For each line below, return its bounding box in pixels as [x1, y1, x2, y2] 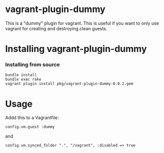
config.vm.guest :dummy [5, 124, 55, 129]
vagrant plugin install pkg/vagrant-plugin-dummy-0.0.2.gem [5, 82, 134, 87]
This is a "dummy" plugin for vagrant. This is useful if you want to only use [5, 20, 159, 26]
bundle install [5, 72, 37, 78]
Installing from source [5, 61, 60, 68]
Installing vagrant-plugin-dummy [5, 43, 147, 55]
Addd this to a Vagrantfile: [5, 115, 59, 121]
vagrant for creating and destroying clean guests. [5, 25, 108, 31]
